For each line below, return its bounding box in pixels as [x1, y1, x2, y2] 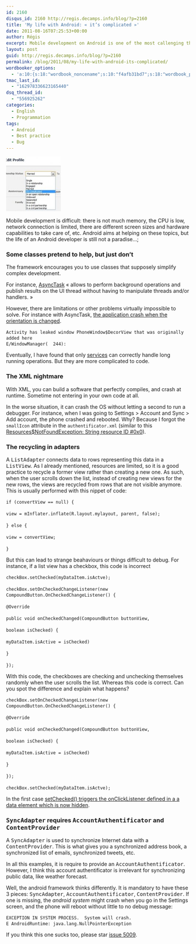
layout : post [6, 47, 38, 53]
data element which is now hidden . [6, 801, 90, 808]
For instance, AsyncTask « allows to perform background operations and [6, 281, 181, 288]
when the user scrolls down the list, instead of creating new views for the [6, 474, 182, 481]
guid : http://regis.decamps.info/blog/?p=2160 [6, 53, 121, 59]
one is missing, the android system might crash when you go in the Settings [6, 897, 188, 904]
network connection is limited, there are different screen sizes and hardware [6, 223, 190, 230]
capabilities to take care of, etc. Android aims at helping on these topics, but [6, 230, 189, 237]
